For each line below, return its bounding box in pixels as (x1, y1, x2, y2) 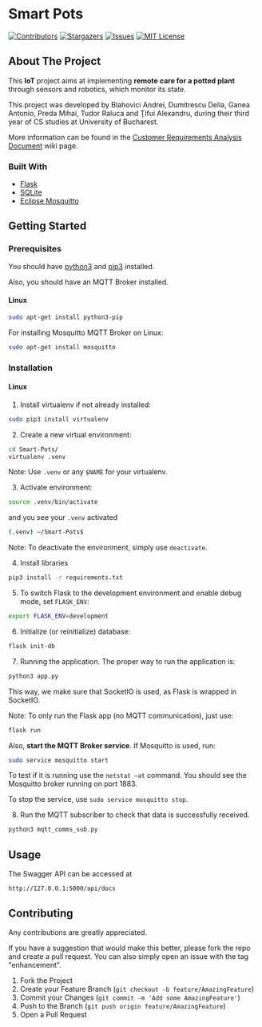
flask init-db (8, 642, 56, 650)
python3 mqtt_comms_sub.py (8, 826, 98, 834)
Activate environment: (19, 482, 93, 493)
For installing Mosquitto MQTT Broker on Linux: (8, 328, 164, 337)
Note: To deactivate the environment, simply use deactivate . (8, 542, 208, 553)
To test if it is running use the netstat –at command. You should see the (8, 771, 248, 780)
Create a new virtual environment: (19, 429, 132, 439)
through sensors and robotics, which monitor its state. (8, 84, 186, 94)
